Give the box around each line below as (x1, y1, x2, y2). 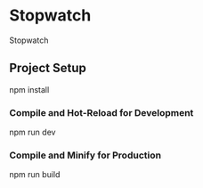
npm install (9, 84, 50, 94)
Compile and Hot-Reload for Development (9, 106, 194, 119)
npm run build (9, 169, 61, 180)
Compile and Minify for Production (9, 149, 162, 161)
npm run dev (9, 127, 56, 138)
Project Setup (9, 61, 87, 76)
